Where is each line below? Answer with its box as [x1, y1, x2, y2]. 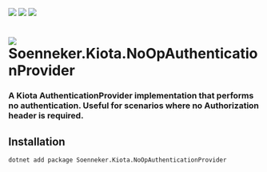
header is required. [8, 110, 84, 122]
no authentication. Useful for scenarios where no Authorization [8, 100, 260, 111]
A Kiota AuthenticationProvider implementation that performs [8, 90, 254, 102]
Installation [8, 134, 66, 148]
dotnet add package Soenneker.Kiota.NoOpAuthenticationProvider [8, 156, 227, 164]
